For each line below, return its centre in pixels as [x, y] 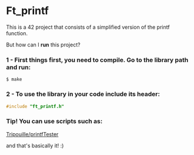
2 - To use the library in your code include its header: [83, 94]
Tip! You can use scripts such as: [54, 122]
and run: [19, 67]
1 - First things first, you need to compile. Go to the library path [97, 60]
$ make [14, 80]
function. [17, 33]
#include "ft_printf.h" [35, 106]
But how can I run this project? [43, 45]
